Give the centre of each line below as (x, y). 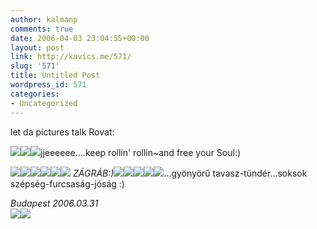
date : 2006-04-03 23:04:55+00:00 (80, 38)
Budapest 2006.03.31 (54, 203)
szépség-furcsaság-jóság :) (67, 183)
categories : (35, 94)
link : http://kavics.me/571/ (71, 57)
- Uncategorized (44, 103)
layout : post (37, 47)
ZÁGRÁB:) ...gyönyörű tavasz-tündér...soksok (190, 173)
